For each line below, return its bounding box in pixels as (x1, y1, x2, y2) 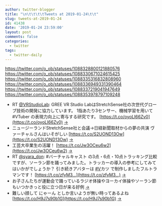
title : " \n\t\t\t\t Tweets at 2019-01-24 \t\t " (5, 12, 98, 17)
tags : (5, 48, 16, 53)
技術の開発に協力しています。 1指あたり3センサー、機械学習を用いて (16, 108, 153, 113)
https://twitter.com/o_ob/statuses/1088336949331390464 (5, 81, 122, 87)
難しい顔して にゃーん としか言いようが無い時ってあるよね (12, 190, 129, 196)
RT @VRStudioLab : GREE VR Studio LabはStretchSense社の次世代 (12, 102, 145, 108)
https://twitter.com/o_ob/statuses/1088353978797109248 (5, 92, 120, 97)
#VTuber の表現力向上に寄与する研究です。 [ (12, 114, 101, 120)
